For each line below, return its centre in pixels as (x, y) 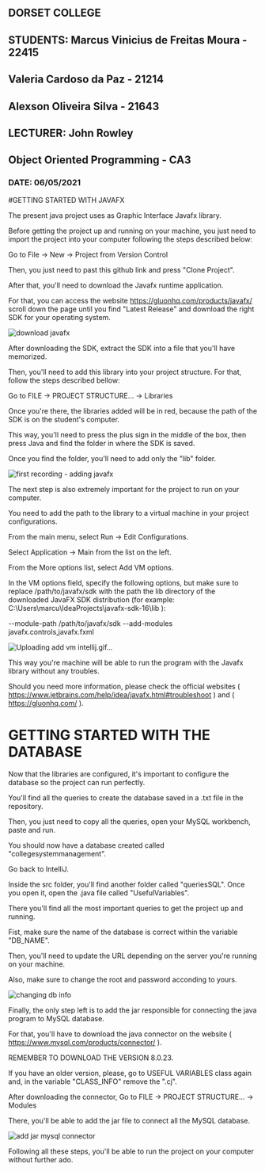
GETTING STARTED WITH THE (110, 735)
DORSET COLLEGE (55, 13)
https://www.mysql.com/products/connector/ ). (85, 1042)
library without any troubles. (54, 671)
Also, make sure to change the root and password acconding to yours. (123, 979)
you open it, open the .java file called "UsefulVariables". (99, 893)
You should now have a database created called (86, 845)
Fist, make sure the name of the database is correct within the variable (123, 932)
